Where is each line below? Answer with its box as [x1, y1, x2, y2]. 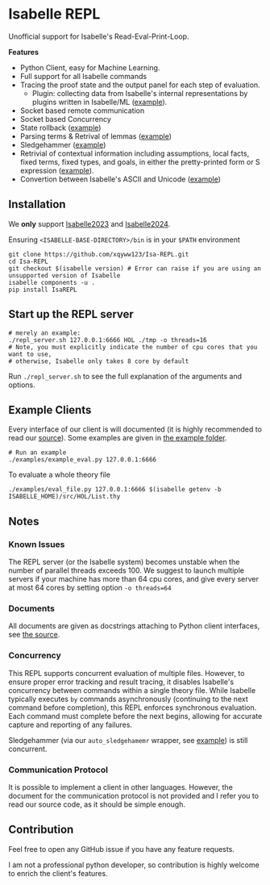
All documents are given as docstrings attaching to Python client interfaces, [8, 621, 260, 631]
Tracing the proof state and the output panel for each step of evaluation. [19, 80, 260, 90]
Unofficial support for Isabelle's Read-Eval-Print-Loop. [8, 31, 189, 41]
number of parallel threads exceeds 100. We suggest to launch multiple [8, 566, 244, 575]
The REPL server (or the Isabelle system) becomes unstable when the [8, 557, 240, 567]
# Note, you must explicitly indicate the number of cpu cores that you [8, 343, 258, 351]
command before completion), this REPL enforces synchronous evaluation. [8, 703, 257, 712]
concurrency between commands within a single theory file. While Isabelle [8, 685, 256, 695]
